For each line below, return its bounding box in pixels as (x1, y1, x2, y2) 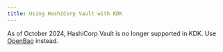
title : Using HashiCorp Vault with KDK (7, 10, 123, 17)
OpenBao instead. (7, 36, 59, 45)
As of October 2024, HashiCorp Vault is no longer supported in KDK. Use (7, 29, 217, 37)
